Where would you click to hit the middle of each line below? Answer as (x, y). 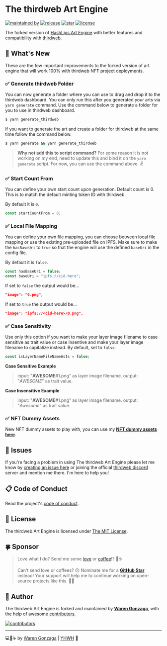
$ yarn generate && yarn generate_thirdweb (51, 143)
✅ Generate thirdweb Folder (40, 84)
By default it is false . (27, 263)
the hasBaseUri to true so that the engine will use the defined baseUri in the (82, 248)
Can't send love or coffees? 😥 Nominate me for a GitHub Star (81, 570)
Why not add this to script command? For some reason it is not (83, 153)
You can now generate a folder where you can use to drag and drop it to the (83, 94)
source (25, 581)
